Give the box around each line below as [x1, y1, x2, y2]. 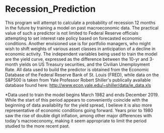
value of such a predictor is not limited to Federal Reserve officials [5, 30, 139, 36]
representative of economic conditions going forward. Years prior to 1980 [5, 107, 153, 113]
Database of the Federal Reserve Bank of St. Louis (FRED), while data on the [5, 72, 159, 78]
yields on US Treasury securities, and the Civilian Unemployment [19, 61, 150, 67]
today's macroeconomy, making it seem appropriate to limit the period [5, 118, 147, 124]
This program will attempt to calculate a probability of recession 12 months [5, 20, 156, 26]
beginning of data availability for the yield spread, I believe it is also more [5, 102, 152, 108]
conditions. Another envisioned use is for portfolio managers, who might [5, 40, 151, 46]
